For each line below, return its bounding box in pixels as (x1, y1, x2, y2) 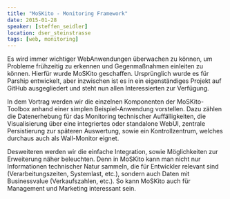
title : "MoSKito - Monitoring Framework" (7, 10, 128, 17)
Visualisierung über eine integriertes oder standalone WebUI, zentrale (7, 120, 206, 128)
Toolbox (7, 105, 30, 113)
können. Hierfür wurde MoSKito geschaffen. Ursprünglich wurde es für (7, 70, 209, 78)
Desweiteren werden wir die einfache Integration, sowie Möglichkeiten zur (7, 148, 219, 156)
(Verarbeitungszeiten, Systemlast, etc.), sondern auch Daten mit (7, 170, 190, 178)
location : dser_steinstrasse (7, 29, 91, 37)
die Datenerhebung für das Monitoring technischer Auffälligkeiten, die (7, 112, 206, 121)
